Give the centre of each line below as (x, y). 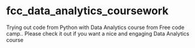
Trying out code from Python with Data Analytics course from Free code (95, 27)
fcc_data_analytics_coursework (88, 11)
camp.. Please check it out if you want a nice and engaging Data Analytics (98, 33)
